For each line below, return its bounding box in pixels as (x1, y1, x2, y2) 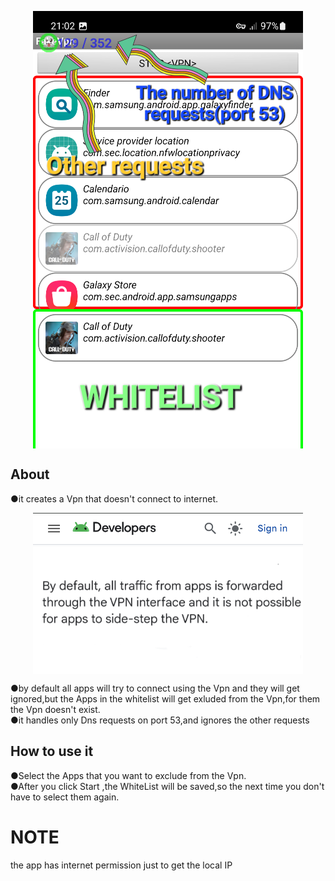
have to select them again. (10, 791, 120, 803)
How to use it (10, 743, 94, 760)
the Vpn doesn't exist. (10, 703, 101, 715)
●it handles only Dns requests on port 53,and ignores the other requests (10, 714, 310, 726)
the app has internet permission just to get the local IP (10, 859, 233, 871)
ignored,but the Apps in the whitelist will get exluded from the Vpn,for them (10, 692, 321, 705)
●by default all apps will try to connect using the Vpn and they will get (10, 682, 300, 694)
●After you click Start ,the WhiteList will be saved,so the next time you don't (10, 780, 325, 792)
